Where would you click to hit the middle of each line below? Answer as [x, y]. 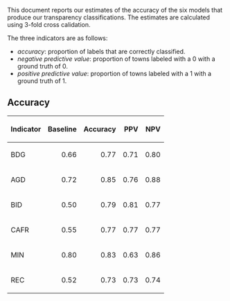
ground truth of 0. [42, 66]
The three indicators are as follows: [57, 38]
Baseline [62, 129]
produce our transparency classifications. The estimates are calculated [108, 17]
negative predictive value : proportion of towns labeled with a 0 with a [116, 59]
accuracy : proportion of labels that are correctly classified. [101, 52]
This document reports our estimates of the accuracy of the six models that [115, 10]
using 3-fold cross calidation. [49, 25]
